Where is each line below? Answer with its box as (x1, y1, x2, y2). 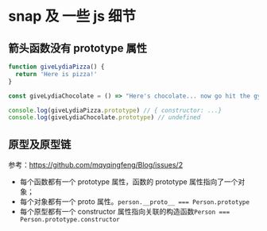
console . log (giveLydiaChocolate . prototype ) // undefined (8, 114, 201, 121)
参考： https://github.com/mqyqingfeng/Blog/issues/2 (8, 160, 184, 170)
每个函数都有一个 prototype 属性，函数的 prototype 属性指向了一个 (19, 177, 238, 187)
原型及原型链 (8, 137, 72, 151)
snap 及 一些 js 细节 (8, 7, 137, 25)
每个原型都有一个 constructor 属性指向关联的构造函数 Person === (19, 207, 230, 217)
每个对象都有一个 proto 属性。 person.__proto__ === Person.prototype (19, 197, 250, 206)
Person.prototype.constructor (19, 216, 121, 224)
